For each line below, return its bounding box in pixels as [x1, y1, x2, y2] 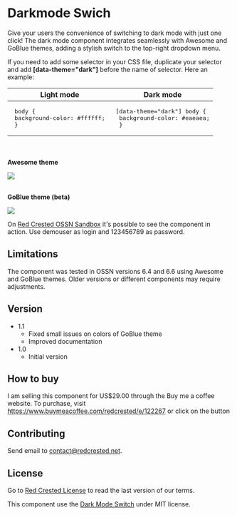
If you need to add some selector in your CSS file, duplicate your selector [7, 57, 222, 66]
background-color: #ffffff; [14, 114, 105, 122]
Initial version [28, 352, 68, 361]
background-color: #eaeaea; [118, 114, 210, 122]
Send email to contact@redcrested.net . [7, 447, 122, 455]
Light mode [40, 89, 80, 99]
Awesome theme [7, 158, 58, 166]
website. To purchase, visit [7, 399, 86, 408]
